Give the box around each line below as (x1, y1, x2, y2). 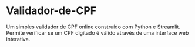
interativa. (6, 35, 31, 42)
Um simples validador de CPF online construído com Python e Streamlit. (6, 23, 181, 30)
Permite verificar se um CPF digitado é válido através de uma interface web (6, 29, 189, 36)
